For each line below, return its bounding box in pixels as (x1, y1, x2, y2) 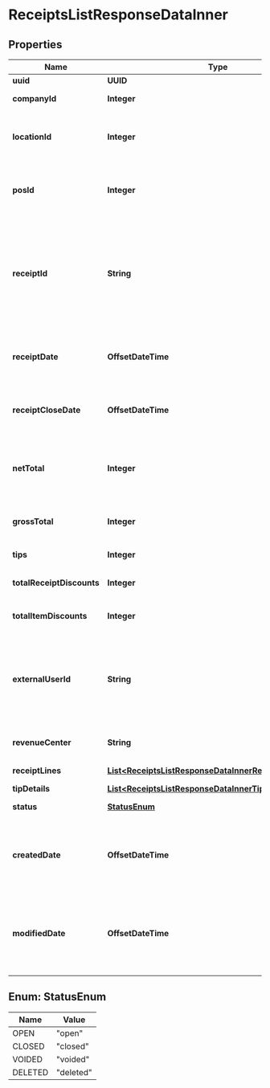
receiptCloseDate (12, 404, 81, 415)
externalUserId (12, 673, 71, 685)
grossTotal (12, 516, 54, 527)
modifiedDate (12, 928, 66, 939)
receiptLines (12, 765, 62, 776)
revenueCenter (12, 737, 72, 748)
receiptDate (12, 351, 59, 362)
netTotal (12, 463, 45, 473)
